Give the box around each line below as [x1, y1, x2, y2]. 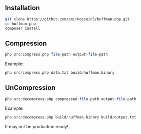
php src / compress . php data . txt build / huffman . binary [5, 70, 115, 75]
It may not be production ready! [5, 123, 69, 129]
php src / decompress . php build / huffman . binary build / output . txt [5, 115, 137, 119]
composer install [5, 26, 40, 31]
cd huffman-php [5, 21, 36, 26]
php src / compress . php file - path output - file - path [5, 52, 108, 57]
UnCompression [5, 84, 56, 92]
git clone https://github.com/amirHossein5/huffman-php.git [5, 17, 130, 21]
